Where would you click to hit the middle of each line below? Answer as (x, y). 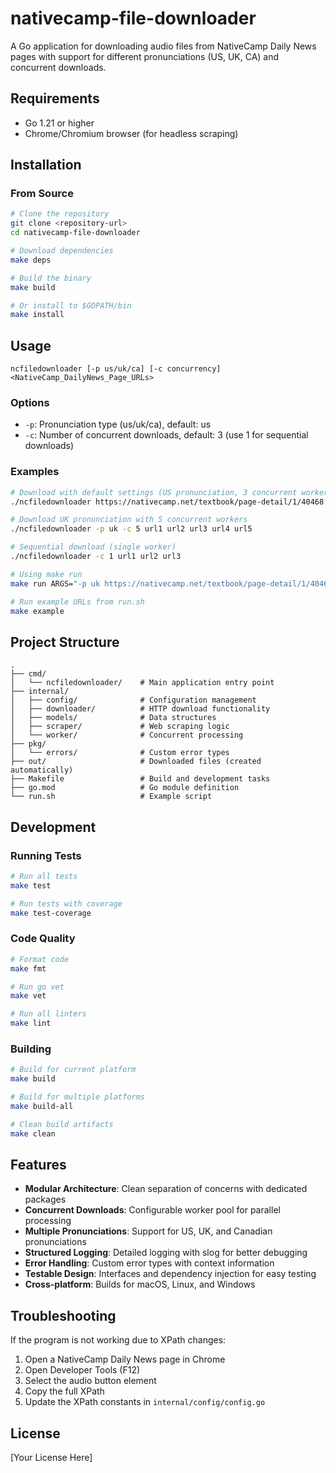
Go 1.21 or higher (59, 123)
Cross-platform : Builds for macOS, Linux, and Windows (140, 1284)
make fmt (28, 968)
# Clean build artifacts (62, 1124)
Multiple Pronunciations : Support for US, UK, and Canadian (148, 1231)
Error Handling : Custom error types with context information (149, 1263)
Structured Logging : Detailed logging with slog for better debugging (166, 1253)
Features (38, 1164)
